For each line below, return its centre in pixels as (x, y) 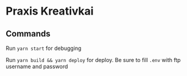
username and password (37, 66)
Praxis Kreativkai (50, 11)
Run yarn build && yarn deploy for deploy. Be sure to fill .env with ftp (93, 60)
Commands (28, 34)
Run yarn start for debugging (44, 48)
